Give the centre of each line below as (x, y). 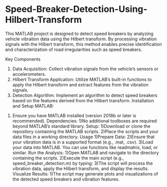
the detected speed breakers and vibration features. (66, 179)
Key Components (23, 59)
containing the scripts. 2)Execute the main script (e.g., (68, 158)
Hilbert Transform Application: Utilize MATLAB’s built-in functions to (82, 79)
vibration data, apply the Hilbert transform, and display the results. (81, 169)
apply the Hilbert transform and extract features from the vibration (80, 85)
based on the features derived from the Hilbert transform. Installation (83, 100)
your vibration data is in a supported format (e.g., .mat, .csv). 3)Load (83, 142)
